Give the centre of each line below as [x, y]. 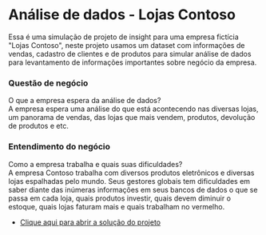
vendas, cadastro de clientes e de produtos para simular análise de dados [130, 54]
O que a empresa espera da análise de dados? [85, 101]
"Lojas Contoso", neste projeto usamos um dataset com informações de [127, 45]
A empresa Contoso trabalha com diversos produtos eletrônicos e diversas [131, 173]
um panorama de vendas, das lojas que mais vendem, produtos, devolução [132, 117]
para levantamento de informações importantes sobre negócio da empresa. [133, 62]
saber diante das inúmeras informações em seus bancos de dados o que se [133, 189]
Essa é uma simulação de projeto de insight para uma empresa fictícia [123, 37]
